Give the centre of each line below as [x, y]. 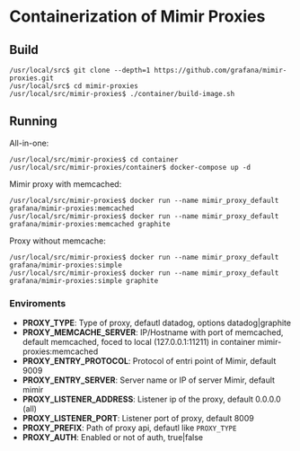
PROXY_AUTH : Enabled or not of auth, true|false [113, 438]
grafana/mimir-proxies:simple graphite [84, 280]
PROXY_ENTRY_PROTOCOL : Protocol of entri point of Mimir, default [149, 361]
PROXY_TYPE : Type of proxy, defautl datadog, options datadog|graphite [157, 323]
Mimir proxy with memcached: [66, 184]
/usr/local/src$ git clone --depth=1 [80, 70]
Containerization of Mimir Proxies [137, 17]
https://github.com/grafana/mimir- [221, 70]
